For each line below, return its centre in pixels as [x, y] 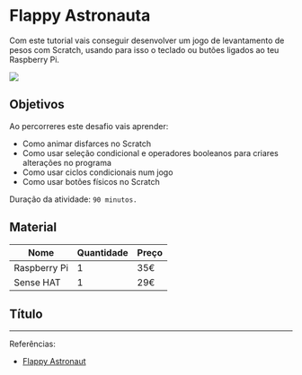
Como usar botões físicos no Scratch [91, 181]
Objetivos [37, 105]
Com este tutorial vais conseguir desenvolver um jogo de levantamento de [147, 40]
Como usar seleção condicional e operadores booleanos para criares [150, 153]
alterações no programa [67, 162]
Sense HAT [37, 282]
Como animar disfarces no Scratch [87, 144]
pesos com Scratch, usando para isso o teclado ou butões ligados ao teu [144, 49]
